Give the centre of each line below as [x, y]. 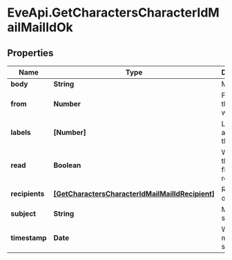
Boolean [67, 165]
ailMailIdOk [40, 27]
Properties [30, 53]
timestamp [29, 238]
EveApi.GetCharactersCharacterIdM [113, 13]
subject [23, 214]
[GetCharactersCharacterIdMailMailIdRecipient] [134, 194]
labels [21, 132]
